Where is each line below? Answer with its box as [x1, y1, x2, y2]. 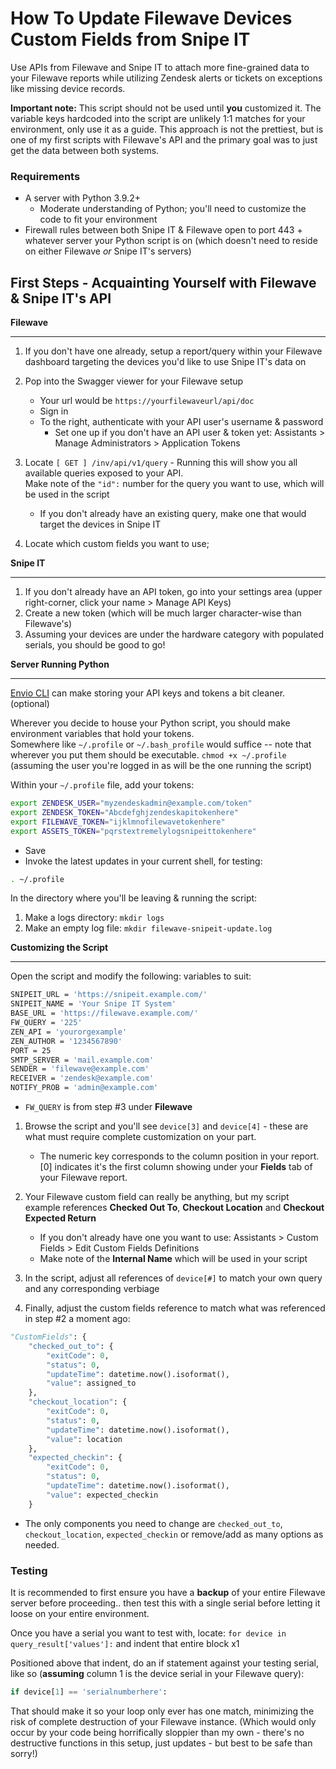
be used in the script [24, 488, 110, 501]
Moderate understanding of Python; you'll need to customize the [39, 203, 307, 215]
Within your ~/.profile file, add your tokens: [10, 779, 195, 791]
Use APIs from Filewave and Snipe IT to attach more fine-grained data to [10, 61, 310, 73]
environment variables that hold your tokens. [10, 728, 195, 740]
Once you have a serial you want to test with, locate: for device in [10, 1627, 287, 1639]
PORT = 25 [10, 1045, 52, 1056]
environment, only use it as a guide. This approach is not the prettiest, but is [10, 123, 324, 135]
